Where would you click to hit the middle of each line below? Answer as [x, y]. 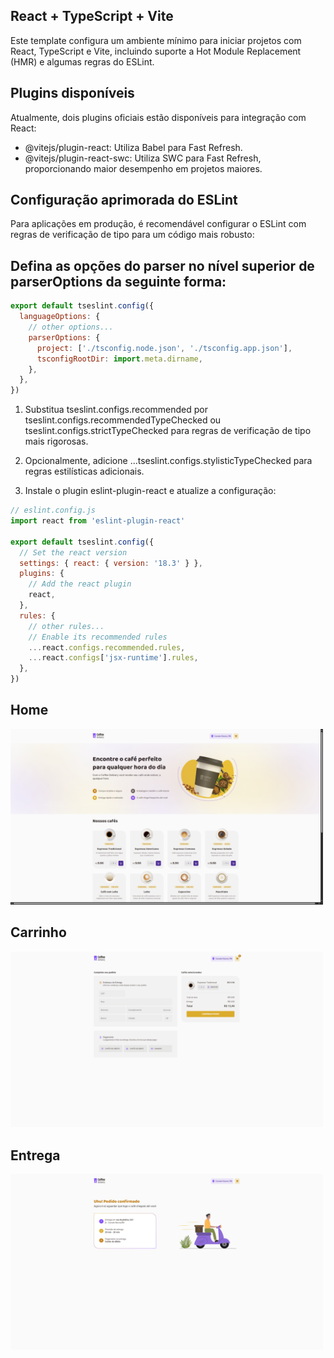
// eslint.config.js [53, 510]
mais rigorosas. [56, 441]
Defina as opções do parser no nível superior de [162, 265]
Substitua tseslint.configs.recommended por [116, 410]
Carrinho [38, 932]
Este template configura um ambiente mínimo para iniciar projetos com [156, 40]
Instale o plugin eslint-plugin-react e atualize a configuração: [150, 491]
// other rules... [66, 626]
